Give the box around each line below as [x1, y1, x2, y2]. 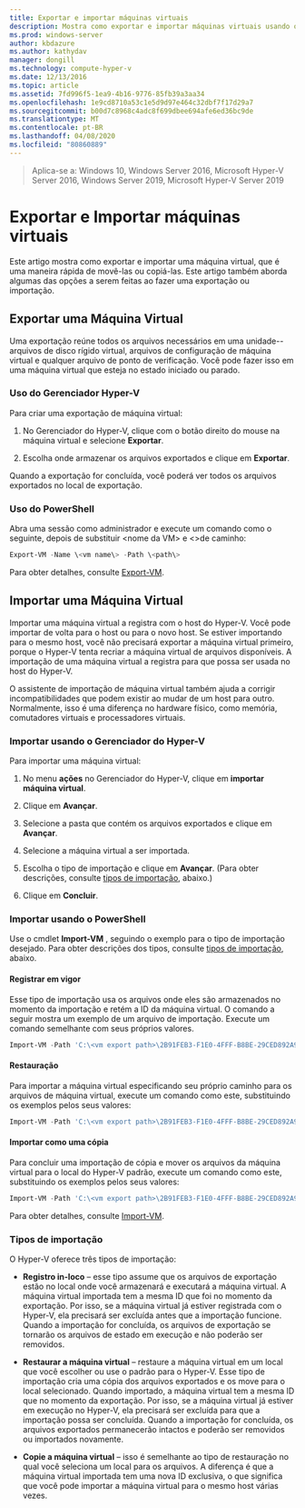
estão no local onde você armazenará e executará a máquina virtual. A [22, 1281, 287, 1292]
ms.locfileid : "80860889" [9, 140, 107, 149]
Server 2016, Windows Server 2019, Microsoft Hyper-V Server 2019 [31, 175, 284, 185]
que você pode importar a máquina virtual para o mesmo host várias [22, 1480, 280, 1491]
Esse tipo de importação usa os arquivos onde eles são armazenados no [9, 994, 281, 1004]
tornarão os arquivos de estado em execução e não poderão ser [22, 1329, 263, 1340]
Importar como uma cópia [9, 1137, 109, 1148]
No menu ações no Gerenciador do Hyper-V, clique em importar [22, 774, 265, 784]
